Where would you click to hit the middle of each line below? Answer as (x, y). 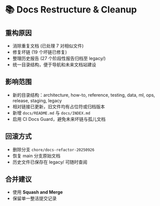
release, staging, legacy (37, 100)
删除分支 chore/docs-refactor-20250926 (53, 149)
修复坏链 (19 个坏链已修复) (40, 52)
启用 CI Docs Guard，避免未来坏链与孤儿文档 (59, 119)
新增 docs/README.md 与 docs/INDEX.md (51, 113)
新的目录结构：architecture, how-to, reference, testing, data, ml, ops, (84, 95)
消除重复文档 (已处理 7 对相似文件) (48, 46)
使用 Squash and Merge (38, 192)
